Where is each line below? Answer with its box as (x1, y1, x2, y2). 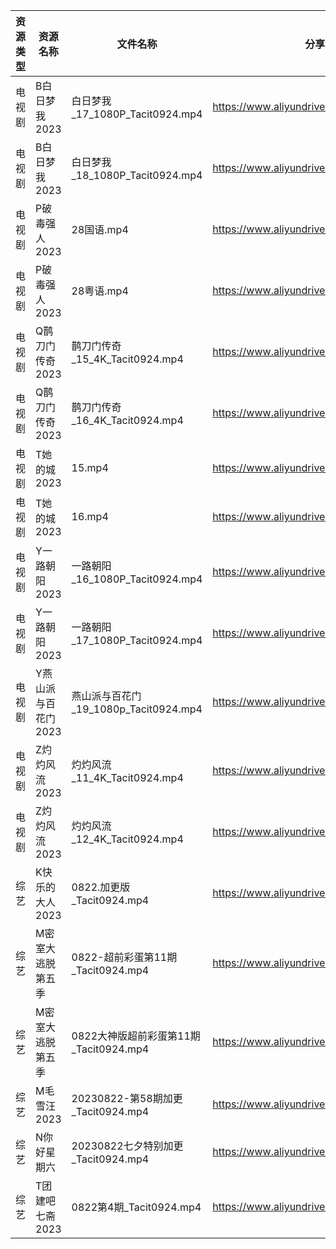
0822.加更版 (71, 880, 131, 894)
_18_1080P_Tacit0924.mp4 (71, 169, 203, 182)
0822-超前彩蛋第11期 (71, 950, 178, 964)
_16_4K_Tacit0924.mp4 (71, 414, 184, 427)
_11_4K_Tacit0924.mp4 (71, 771, 184, 784)
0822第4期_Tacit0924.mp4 (71, 1200, 202, 1214)
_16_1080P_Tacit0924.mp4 (71, 572, 203, 586)
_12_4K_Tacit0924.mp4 (71, 832, 184, 846)
